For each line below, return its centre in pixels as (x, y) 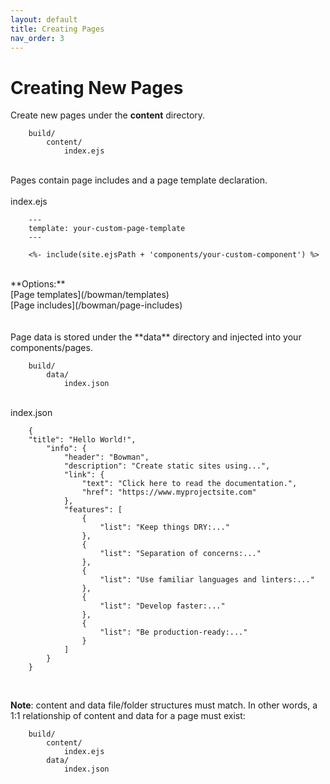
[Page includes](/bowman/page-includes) (96, 305)
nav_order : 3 (37, 38)
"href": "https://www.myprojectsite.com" (169, 492)
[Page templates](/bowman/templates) (90, 295)
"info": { (66, 449)
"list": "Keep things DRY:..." (164, 527)
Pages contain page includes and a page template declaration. (139, 180)
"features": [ (93, 510)
